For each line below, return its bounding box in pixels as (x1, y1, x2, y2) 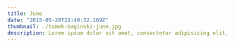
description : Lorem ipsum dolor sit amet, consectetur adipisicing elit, (7, 29, 229, 37)
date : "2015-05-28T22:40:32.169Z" (7, 17, 109, 23)
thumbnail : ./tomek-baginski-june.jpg (7, 23, 121, 30)
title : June (7, 10, 42, 17)
